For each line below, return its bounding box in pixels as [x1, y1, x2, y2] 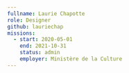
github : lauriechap [7, 23, 64, 30]
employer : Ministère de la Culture [19, 56, 123, 63]
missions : [7, 29, 36, 37]
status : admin [19, 49, 60, 56]
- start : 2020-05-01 [13, 36, 73, 43]
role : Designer [7, 17, 51, 24]
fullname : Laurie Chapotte [7, 10, 85, 17]
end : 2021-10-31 [19, 42, 67, 49]
